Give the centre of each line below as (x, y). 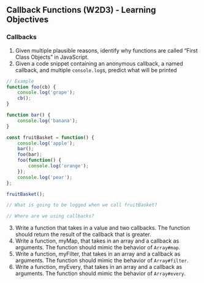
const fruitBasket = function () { (51, 137)
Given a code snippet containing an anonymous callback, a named (99, 63)
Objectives (28, 20)
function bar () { (28, 115)
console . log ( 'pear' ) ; (45, 177)
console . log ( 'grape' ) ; (46, 92)
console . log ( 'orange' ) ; (59, 166)
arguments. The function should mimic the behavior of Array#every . (100, 274)
